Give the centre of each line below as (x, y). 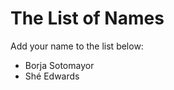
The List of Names (87, 18)
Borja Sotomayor (59, 65)
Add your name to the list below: (77, 46)
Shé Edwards (52, 76)
